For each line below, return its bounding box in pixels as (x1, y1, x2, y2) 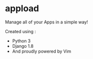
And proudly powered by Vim (12, 48, 71, 54)
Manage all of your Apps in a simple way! (5, 19, 88, 25)
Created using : (5, 28, 36, 34)
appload (5, 3, 39, 14)
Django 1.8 (12, 43, 34, 49)
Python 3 (12, 38, 31, 44)
